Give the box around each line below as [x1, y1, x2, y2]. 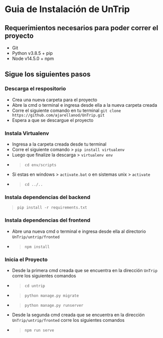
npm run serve [24, 327, 54, 333]
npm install [24, 244, 50, 249]
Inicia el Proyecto [5, 256, 48, 263]
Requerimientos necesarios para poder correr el [5, 24, 158, 32]
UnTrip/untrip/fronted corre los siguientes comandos [12, 317, 125, 323]
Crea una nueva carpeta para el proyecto [12, 97, 98, 103]
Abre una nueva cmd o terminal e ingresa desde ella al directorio [12, 228, 146, 234]
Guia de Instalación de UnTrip [5, 4, 130, 15]
